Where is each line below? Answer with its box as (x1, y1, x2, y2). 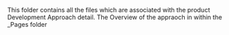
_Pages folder (7, 21, 48, 28)
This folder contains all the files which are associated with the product (7, 6, 211, 14)
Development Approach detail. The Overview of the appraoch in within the (7, 13, 223, 21)
